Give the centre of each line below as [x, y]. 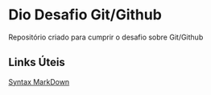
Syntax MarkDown [39, 81]
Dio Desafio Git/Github [85, 15]
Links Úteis [37, 62]
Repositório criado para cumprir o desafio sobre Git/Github [106, 37]
